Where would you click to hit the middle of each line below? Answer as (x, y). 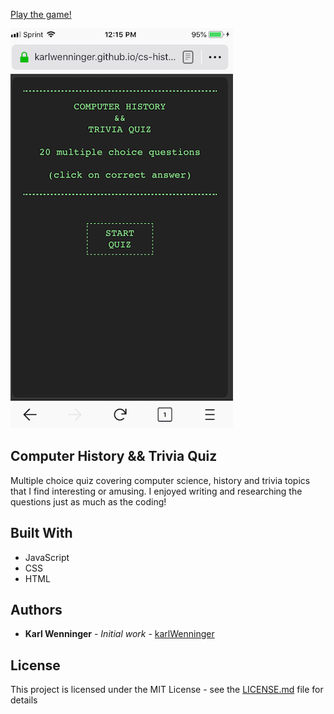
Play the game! (41, 14)
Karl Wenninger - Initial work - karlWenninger (119, 634)
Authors (36, 610)
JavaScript (47, 557)
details (24, 700)
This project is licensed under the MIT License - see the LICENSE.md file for (167, 690)
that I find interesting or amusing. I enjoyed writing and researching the (156, 491)
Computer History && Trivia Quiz (114, 456)
